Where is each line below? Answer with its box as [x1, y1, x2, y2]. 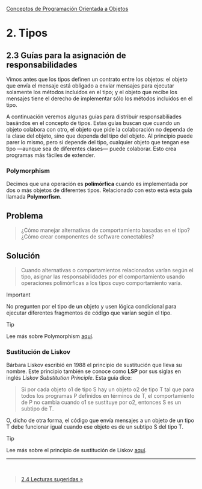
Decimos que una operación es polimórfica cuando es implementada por [6, 181, 188, 188]
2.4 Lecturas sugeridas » [20, 476, 83, 483]
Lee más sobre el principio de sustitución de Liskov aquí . [6, 447, 147, 454]
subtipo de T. [20, 405, 54, 412]
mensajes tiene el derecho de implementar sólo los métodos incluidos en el [6, 95, 193, 102]
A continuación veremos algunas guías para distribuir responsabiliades [6, 113, 182, 120]
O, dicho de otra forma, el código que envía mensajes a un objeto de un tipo [6, 417, 194, 424]
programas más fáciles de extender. [6, 152, 96, 159]
